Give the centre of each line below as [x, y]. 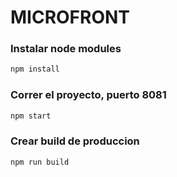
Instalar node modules [66, 49]
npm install [35, 69]
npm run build [40, 162]
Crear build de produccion [75, 141]
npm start [31, 116]
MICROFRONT [70, 17]
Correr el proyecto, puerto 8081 [88, 95]
